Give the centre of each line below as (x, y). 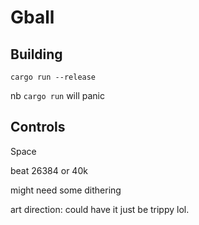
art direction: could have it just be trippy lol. (100, 209)
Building (36, 54)
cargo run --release (53, 77)
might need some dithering (66, 190)
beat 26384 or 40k (49, 170)
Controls (38, 127)
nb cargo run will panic (57, 95)
